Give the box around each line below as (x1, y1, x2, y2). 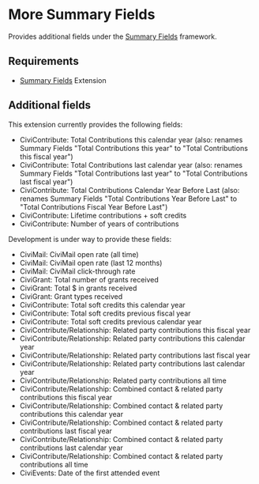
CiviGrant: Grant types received (19, 291, 123, 301)
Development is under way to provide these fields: (8, 234, 172, 244)
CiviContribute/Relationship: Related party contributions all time (19, 376, 227, 385)
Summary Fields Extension (19, 75, 107, 85)
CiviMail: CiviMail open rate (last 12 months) (19, 258, 163, 267)
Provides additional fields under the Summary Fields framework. (8, 32, 217, 41)
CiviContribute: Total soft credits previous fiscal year (19, 308, 191, 318)
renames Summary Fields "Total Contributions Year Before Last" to (19, 194, 238, 203)
